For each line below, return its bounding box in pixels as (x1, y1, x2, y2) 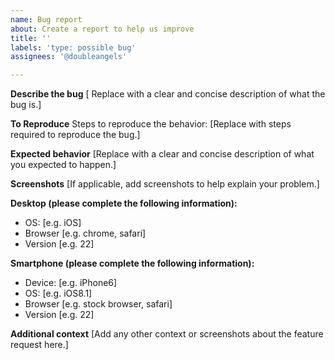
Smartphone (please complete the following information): (10, 257, 255, 270)
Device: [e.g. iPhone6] (24, 277, 118, 289)
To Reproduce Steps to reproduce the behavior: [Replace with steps (10, 118, 292, 130)
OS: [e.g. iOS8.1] (24, 287, 93, 300)
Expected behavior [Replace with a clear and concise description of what (10, 148, 315, 160)
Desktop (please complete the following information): (10, 197, 238, 210)
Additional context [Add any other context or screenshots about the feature (10, 328, 324, 340)
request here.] (10, 339, 69, 351)
